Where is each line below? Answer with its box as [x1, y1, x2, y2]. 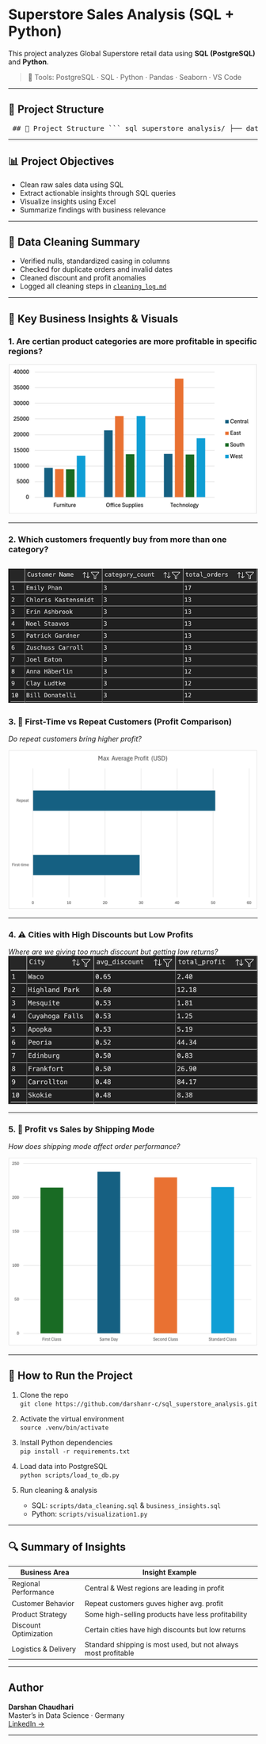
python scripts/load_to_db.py [19, 1471, 120, 1479]
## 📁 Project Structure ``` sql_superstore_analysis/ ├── [12, 124, 243, 132]
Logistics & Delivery [11, 1644, 77, 1654]
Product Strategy [11, 1609, 67, 1619]
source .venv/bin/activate [19, 1424, 109, 1432]
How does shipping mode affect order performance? [8, 1142, 180, 1151]
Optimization [11, 1629, 54, 1639]
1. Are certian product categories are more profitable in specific [8, 335, 257, 346]
